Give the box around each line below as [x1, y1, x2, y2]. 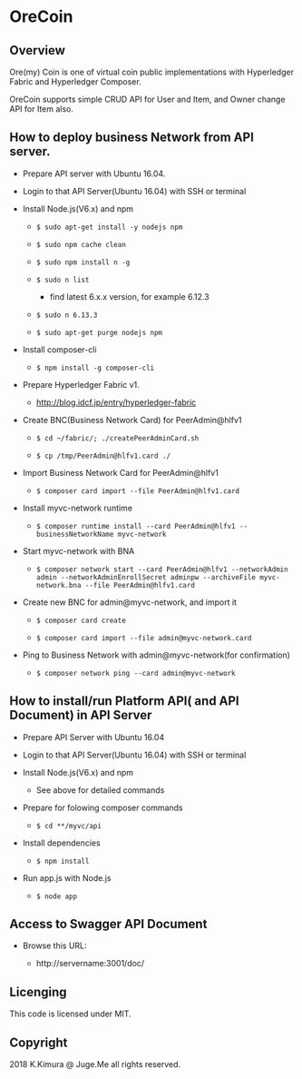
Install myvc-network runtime [22, 502, 133, 513]
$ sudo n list [35, 275, 90, 284]
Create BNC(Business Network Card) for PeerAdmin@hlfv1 [22, 414, 242, 425]
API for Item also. [9, 104, 74, 114]
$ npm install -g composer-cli [35, 363, 155, 372]
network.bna [35, 580, 82, 589]
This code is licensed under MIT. [9, 1008, 132, 1019]
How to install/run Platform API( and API [9, 693, 240, 709]
